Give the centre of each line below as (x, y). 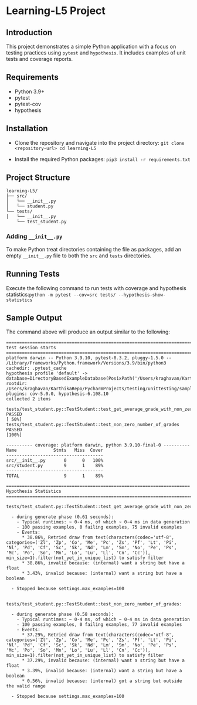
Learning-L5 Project (56, 11)
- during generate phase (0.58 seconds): (63, 614)
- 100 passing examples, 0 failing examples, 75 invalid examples (99, 527)
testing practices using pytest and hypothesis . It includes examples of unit (96, 53)
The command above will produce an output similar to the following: (88, 332)
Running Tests (33, 274)
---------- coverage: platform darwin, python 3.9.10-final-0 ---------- (98, 445)
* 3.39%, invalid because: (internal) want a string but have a (102, 671)
